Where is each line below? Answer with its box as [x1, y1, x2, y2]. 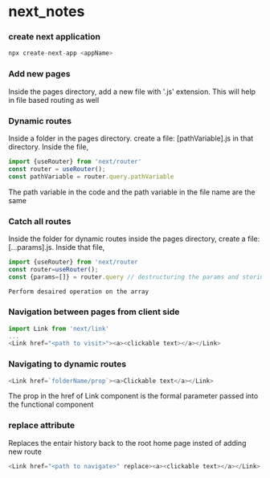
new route [8, 447, 42, 456]
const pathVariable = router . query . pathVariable [8, 172, 174, 181]
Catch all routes [8, 215, 72, 227]
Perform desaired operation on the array [8, 288, 149, 296]
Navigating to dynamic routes [8, 358, 127, 370]
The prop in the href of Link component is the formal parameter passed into [8, 391, 259, 401]
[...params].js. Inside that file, [8, 242, 105, 251]
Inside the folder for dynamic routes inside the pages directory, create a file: [8, 234, 260, 243]
